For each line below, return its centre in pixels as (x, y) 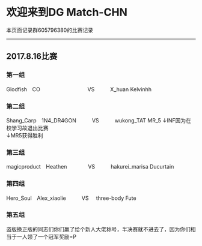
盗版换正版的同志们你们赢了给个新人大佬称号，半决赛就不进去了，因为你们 (98, 229)
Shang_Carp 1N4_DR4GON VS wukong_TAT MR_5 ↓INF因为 (96, 120)
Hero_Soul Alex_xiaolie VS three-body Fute (71, 198)
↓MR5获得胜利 (25, 135)
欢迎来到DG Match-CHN (67, 12)
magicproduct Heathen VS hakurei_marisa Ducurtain (90, 167)
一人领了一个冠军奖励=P (47, 236)
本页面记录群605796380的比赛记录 (50, 30)
